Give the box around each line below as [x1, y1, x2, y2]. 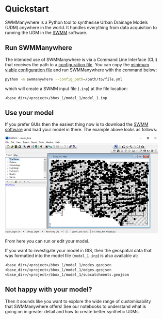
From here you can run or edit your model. [5, 238, 90, 244]
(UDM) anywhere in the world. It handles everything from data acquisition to [5, 24, 157, 30]
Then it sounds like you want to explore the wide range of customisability [5, 298, 151, 304]
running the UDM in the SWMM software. [5, 30, 87, 35]
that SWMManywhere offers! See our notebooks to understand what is [5, 304, 147, 309]
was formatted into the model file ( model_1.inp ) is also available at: [5, 253, 138, 258]
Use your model [5, 109, 54, 117]
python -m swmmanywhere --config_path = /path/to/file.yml [5, 76, 123, 82]
